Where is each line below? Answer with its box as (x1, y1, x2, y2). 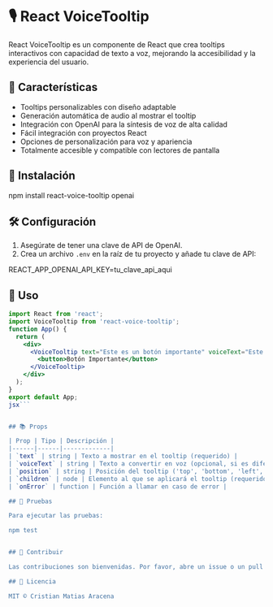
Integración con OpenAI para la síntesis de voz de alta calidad (19, 119, 227, 129)
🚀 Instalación (8, 169, 76, 183)
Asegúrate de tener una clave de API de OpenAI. (19, 241, 183, 250)
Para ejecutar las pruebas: (8, 512, 104, 520)
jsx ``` (8, 401, 31, 409)
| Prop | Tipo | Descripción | (8, 437, 115, 445)
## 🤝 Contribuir (8, 548, 63, 557)
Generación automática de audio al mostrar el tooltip (19, 111, 197, 120)
